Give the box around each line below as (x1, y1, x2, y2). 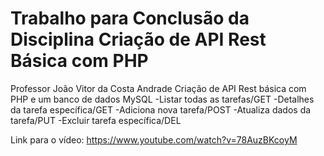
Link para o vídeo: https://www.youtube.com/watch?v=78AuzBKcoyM (10, 133, 298, 146)
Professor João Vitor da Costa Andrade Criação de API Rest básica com (10, 82, 307, 94)
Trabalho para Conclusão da (10, 7, 250, 30)
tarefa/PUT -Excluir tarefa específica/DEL (10, 114, 182, 126)
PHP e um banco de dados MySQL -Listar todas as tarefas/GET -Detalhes (10, 93, 315, 105)
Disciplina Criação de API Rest (10, 28, 267, 51)
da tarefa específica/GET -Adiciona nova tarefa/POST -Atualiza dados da (10, 103, 312, 116)
